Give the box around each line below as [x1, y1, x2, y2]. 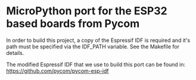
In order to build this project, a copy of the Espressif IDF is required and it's [6, 36, 191, 44]
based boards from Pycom [6, 17, 140, 30]
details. [6, 49, 24, 56]
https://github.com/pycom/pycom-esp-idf [6, 67, 109, 74]
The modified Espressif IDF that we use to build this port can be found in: [6, 61, 186, 68]
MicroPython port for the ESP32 [6, 4, 168, 18]
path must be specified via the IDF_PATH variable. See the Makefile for [6, 43, 180, 50]
